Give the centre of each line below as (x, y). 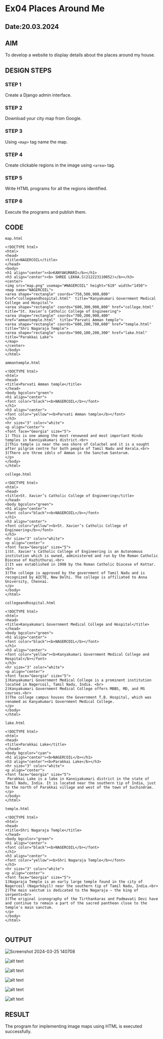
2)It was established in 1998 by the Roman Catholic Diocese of (72, 565)
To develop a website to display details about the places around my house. (80, 55)
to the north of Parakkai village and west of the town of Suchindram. (79, 788)
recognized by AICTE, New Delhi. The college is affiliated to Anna (76, 577)
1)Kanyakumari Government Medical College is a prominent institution (78, 680)
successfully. (18, 1031)
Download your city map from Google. (43, 119)
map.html (14, 239)
